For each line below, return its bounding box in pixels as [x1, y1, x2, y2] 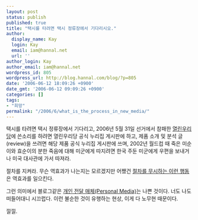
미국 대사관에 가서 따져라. [12, 155, 71, 162]
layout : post [6, 8, 39, 15]
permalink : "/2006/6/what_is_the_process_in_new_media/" [6, 108, 150, 114]
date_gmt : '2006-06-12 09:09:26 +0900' [6, 86, 105, 92]
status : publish [6, 14, 46, 20]
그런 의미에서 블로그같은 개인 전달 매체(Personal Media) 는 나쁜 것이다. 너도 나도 [6, 188, 191, 195]
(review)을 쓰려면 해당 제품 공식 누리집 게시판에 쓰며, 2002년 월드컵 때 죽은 [6, 140, 181, 147]
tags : [6, 97, 20, 103]
